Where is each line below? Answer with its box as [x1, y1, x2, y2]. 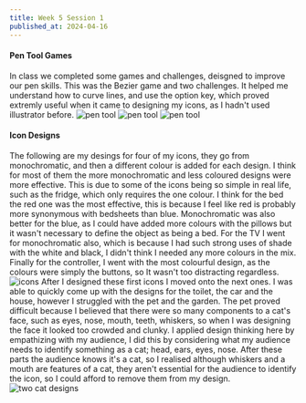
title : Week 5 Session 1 [9, 13, 104, 23]
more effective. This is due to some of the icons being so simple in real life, [9, 179, 292, 190]
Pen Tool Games [9, 50, 73, 61]
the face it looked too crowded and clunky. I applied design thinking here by [9, 325, 295, 336]
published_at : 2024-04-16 [9, 22, 108, 31]
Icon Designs [9, 129, 61, 141]
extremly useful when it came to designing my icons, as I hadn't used [9, 99, 270, 110]
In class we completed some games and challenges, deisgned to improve [9, 70, 286, 81]
